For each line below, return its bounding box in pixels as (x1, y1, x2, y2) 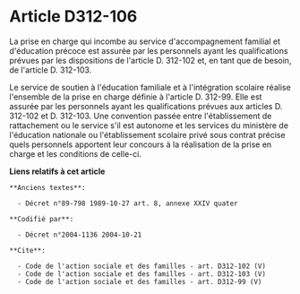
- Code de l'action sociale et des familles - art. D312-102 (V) (17, 262, 267, 271)
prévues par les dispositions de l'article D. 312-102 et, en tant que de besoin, (9, 55, 292, 65)
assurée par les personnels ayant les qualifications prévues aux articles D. (9, 100, 283, 111)
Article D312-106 (9, 6, 138, 27)
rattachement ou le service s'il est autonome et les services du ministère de (9, 119, 289, 131)
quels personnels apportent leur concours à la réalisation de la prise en (9, 139, 272, 150)
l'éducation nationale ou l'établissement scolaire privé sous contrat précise (9, 129, 286, 140)
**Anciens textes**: (9, 183, 87, 192)
